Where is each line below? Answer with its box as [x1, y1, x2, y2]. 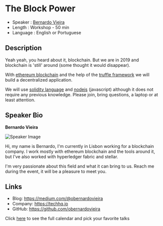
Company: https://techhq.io [12, 201, 68, 207]
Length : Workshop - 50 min [12, 24, 70, 30]
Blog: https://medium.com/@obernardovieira [12, 196, 103, 201]
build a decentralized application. [5, 77, 73, 83]
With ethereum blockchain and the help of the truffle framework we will [5, 72, 150, 78]
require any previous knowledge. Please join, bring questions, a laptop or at [5, 91, 159, 97]
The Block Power [5, 3, 76, 14]
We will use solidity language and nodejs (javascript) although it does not [5, 86, 154, 92]
